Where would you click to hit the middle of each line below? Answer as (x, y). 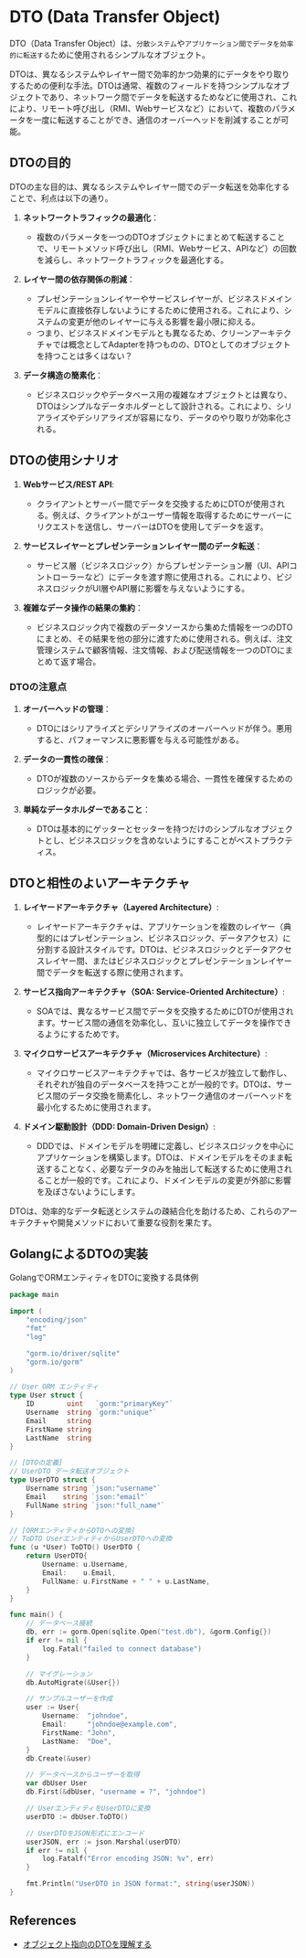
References (43, 1921)
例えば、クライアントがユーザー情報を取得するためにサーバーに (172, 515)
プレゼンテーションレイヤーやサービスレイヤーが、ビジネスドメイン (164, 298)
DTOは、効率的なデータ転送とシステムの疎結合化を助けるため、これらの (146, 1211)
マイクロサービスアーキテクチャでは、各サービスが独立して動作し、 (164, 1072)
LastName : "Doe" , (77, 1741)
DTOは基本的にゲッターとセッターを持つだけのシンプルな (145, 828)
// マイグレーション (59, 1674)
